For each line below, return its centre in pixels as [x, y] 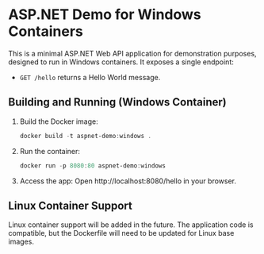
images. [21, 242]
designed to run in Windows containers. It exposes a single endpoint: [121, 62]
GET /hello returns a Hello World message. [90, 77]
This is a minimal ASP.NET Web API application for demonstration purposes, [132, 53]
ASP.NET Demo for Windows [105, 15]
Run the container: [50, 151]
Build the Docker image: [59, 121]
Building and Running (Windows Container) [118, 102]
